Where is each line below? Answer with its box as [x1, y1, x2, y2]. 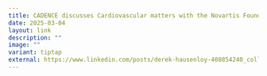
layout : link [8, 26, 52, 34]
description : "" [8, 33, 62, 42]
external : [8, 56, 41, 64]
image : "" [8, 41, 41, 49]
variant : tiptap [8, 48, 62, 56]
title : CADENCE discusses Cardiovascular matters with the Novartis [8, 11, 240, 20]
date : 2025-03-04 [8, 19, 66, 27]
